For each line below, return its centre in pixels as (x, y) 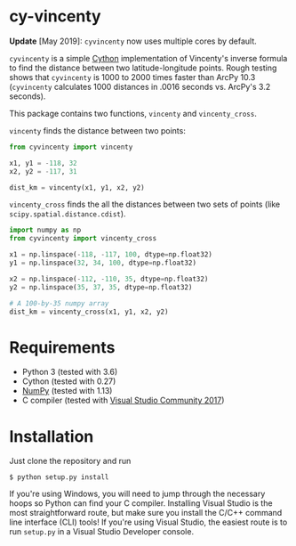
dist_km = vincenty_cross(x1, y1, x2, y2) (89, 312)
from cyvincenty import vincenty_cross (83, 239)
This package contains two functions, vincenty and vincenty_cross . (133, 113)
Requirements (62, 347)
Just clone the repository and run (70, 461)
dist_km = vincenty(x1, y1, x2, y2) (77, 187)
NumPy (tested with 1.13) (67, 391)
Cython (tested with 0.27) (69, 381)
